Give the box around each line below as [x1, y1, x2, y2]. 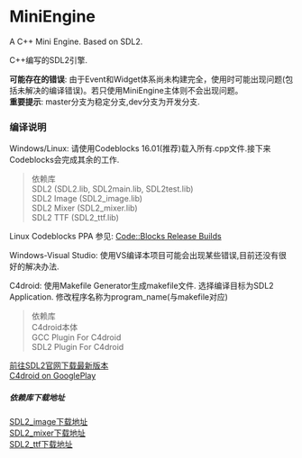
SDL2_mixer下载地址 [9, 427, 86, 438]
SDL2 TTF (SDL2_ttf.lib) [31, 212, 120, 223]
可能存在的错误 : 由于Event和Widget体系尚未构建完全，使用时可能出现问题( [9, 74, 286, 85]
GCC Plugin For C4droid [31, 332, 122, 343]
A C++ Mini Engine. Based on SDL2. [9, 36, 143, 47]
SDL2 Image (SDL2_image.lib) [31, 193, 142, 204]
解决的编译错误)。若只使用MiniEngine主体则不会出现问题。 [24, 85, 243, 95]
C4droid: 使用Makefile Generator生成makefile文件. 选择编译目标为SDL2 [9, 281, 274, 292]
